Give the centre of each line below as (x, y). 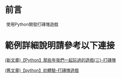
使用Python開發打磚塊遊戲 (32, 24)
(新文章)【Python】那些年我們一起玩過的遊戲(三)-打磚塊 (60, 60)
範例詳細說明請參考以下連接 (60, 46)
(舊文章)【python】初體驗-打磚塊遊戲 (42, 70)
